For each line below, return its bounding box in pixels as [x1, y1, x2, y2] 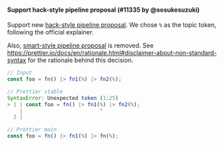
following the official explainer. [7, 28, 94, 36]
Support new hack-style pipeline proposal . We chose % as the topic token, [7, 21, 217, 29]
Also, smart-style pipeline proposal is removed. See [7, 41, 154, 50]
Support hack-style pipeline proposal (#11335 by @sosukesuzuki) [7, 6, 200, 14]
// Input [7, 70, 32, 76]
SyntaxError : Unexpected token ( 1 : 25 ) [7, 94, 119, 101]
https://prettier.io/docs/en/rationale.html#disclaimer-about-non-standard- [7, 49, 217, 57]
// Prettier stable [7, 88, 63, 95]
